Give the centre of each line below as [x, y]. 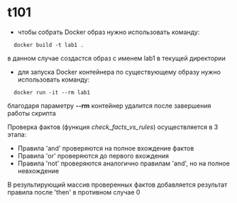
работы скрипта [32, 113]
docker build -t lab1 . [49, 45]
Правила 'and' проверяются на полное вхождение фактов [106, 148]
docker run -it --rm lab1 [52, 92]
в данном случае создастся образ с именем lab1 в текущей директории [116, 58]
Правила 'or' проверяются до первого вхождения [93, 155]
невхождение [38, 170]
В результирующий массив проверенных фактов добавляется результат [117, 185]
